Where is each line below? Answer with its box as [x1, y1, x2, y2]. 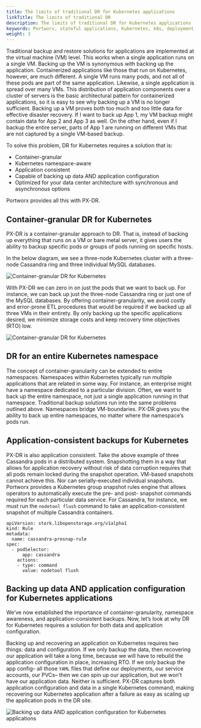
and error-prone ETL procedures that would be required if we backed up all [6, 303, 191, 310]
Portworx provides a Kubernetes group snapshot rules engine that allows [6, 483, 187, 490]
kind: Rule [6, 525, 33, 531]
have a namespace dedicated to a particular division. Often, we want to [6, 386, 182, 393]
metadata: [6, 531, 31, 537]
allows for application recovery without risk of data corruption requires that [6, 464, 191, 471]
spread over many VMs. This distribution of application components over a [6, 86, 190, 93]
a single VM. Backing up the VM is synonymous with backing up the [6, 61, 173, 68]
